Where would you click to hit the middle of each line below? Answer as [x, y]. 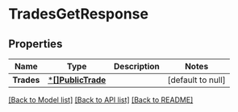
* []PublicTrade [77, 80]
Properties [35, 44]
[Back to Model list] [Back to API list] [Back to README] [101, 100]
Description [137, 66]
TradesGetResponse [79, 14]
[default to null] [196, 80]
